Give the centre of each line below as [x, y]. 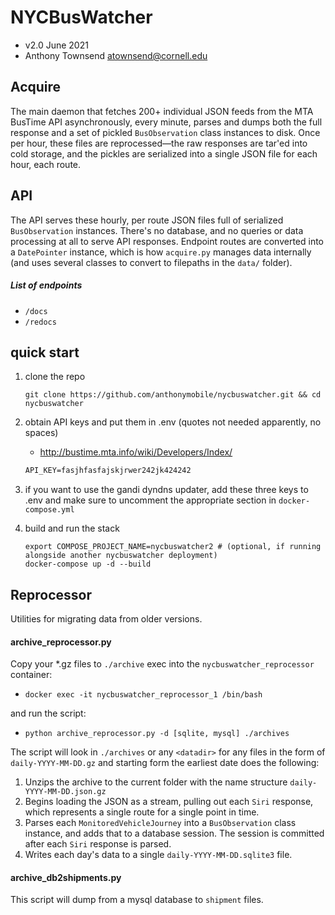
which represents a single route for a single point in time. [142, 812]
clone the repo [55, 377]
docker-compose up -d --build [88, 564]
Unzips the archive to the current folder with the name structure [156, 782]
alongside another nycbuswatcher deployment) [121, 556]
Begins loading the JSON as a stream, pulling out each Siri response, [169, 802]
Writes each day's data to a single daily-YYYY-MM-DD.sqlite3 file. [158, 855]
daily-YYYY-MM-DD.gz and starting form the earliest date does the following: [165, 763]
